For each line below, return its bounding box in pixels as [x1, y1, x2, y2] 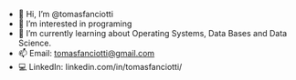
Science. [17, 37, 52, 48]
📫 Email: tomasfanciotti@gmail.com [17, 48, 155, 58]
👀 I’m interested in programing [17, 18, 132, 29]
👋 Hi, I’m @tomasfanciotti [17, 9, 114, 19]
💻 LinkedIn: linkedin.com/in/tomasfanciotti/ [17, 62, 183, 72]
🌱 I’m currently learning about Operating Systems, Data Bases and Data [17, 28, 288, 38]
